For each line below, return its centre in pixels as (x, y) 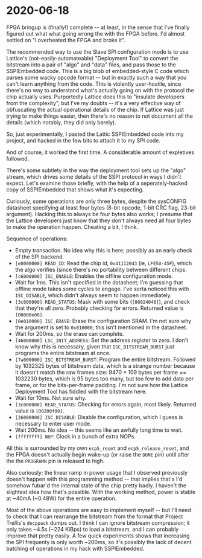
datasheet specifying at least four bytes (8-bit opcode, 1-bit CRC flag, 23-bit (101, 207)
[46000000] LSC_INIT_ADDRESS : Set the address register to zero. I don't (102, 340)
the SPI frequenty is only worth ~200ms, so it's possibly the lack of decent (99, 542)
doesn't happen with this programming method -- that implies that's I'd (94, 479)
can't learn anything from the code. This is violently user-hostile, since (94, 84)
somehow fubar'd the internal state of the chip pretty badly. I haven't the (96, 485)
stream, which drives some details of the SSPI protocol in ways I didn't (94, 176)
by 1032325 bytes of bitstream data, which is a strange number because (105, 365)
